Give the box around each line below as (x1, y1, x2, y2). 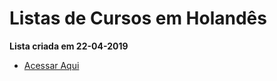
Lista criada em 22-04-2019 (9, 40, 129, 52)
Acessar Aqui (23, 59, 80, 71)
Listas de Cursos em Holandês (9, 7, 267, 30)
